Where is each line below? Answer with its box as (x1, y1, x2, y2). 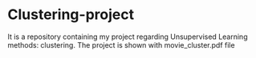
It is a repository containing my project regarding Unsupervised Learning (7, 32, 248, 41)
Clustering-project (7, 6, 134, 24)
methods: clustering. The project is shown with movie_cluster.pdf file (7, 40, 235, 49)
